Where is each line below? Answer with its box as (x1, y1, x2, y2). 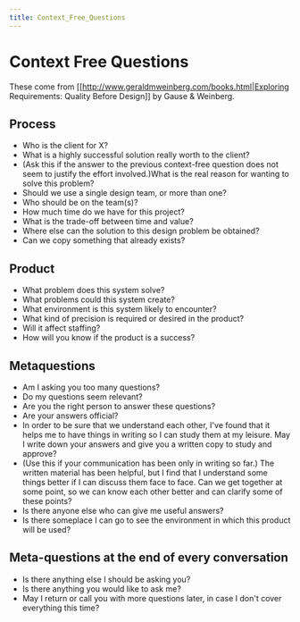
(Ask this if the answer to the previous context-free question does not (21, 159, 279, 170)
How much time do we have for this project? (21, 206, 185, 217)
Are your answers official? (21, 410, 119, 421)
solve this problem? (21, 178, 95, 189)
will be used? (21, 525, 71, 534)
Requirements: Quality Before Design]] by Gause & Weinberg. (9, 90, 235, 101)
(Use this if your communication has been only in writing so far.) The (21, 458, 275, 468)
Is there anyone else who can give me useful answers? (21, 506, 225, 516)
